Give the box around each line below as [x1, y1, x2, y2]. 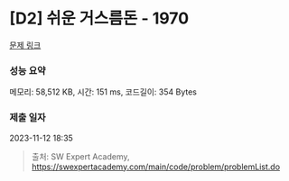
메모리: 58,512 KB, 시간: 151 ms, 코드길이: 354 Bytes [9, 86, 197, 97]
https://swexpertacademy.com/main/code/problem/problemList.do [31, 161, 281, 172]
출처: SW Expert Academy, [31, 150, 130, 162]
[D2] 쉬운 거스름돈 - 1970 [9, 8, 190, 29]
